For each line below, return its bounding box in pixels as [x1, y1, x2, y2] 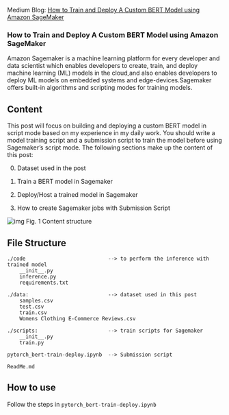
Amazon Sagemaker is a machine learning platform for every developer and [7, 54, 220, 62]
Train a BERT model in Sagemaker [16, 178, 113, 186]
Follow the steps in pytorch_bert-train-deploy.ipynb [7, 400, 157, 408]
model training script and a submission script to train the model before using [7, 137, 222, 145]
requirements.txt [19, 279, 69, 286]
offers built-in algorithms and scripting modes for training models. [7, 84, 193, 92]
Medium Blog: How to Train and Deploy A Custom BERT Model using [7, 6, 200, 14]
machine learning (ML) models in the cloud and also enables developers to [7, 69, 217, 78]
